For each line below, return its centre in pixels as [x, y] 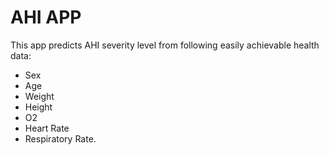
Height [38, 107]
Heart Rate [47, 128]
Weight [39, 96]
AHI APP [46, 17]
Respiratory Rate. [60, 138]
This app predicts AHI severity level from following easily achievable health [165, 45]
